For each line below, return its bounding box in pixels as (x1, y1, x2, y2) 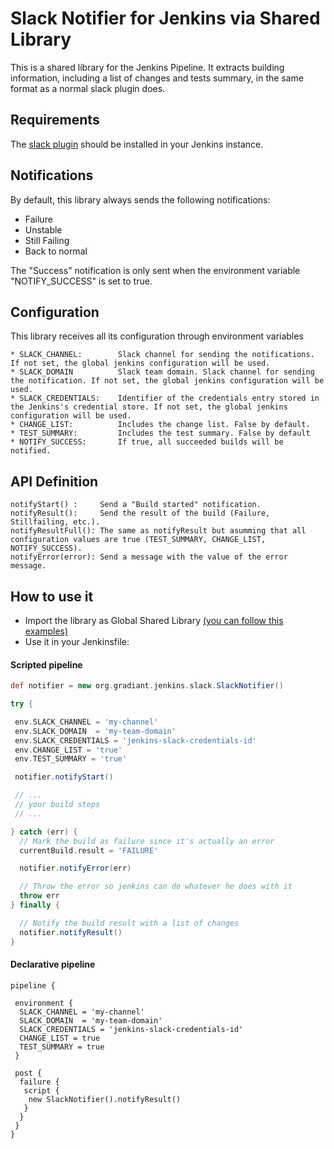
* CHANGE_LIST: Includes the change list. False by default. (10, 420, 311, 430)
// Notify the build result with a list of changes (19, 918, 240, 928)
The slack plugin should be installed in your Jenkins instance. (10, 138, 264, 150)
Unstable (24, 223, 63, 236)
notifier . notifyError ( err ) (19, 863, 132, 874)
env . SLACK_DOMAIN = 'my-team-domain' (14, 726, 177, 736)
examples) (24, 625, 69, 637)
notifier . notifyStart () (14, 772, 114, 782)
